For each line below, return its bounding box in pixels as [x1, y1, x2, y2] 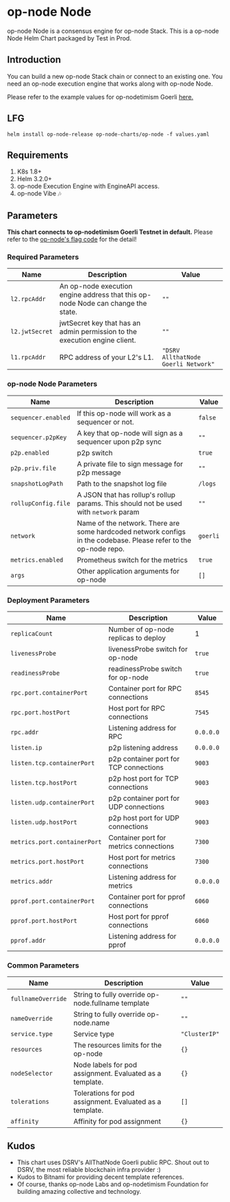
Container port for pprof [108, 892, 186, 902]
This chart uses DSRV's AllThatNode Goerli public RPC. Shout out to [16, 1158, 209, 1166]
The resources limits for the [73, 1040, 162, 1050]
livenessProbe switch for [108, 645, 188, 654]
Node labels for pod [73, 1060, 138, 1070]
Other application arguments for [77, 566, 180, 576]
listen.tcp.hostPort [10, 779, 77, 787]
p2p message [77, 468, 121, 477]
